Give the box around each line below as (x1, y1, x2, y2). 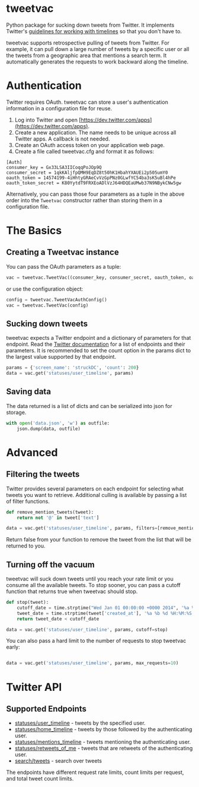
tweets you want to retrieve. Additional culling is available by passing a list (6, 491, 187, 498)
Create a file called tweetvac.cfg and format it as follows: (14, 148, 155, 155)
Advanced (6, 445, 58, 459)
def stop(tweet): (6, 600, 49, 606)
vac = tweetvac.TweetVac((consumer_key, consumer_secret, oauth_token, (6, 275, 187, 281)
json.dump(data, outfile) (17, 426, 81, 432)
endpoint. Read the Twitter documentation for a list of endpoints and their (6, 340, 185, 348)
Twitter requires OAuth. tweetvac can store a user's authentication (6, 98, 169, 106)
